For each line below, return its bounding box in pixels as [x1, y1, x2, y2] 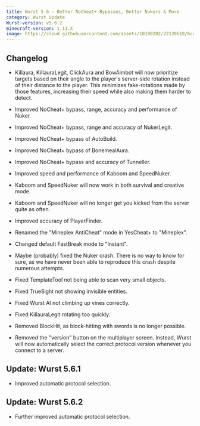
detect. [14, 94, 33, 101]
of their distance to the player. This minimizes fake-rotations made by [14, 81, 186, 88]
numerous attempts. [14, 264, 64, 271]
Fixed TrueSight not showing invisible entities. [14, 288, 128, 295]
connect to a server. [14, 347, 64, 354]
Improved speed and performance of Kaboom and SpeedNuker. [14, 169, 171, 177]
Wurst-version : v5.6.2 [6, 20, 62, 26]
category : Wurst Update [6, 14, 65, 20]
